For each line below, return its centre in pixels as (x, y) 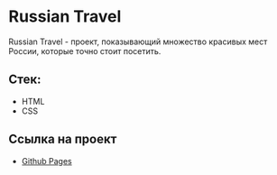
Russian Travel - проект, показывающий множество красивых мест (138, 41)
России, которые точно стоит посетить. (85, 51)
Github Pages (47, 161)
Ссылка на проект (63, 139)
